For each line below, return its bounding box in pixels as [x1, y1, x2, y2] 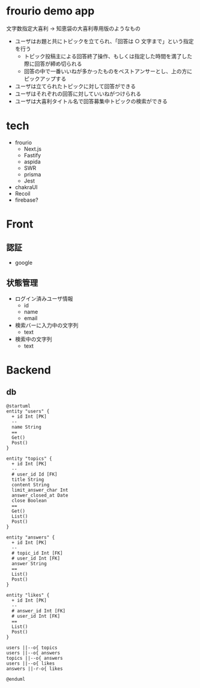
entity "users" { [6, 408, 50, 414]
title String [11, 476, 44, 483]
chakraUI [14, 183, 38, 190]
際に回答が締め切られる [23, 60, 82, 67]
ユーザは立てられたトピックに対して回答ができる [14, 82, 136, 89]
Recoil [14, 190, 31, 197]
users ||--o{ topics [6, 644, 58, 651]
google [14, 259, 33, 266]
